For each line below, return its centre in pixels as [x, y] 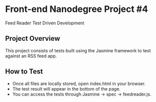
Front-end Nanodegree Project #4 [77, 9]
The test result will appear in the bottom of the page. [66, 89]
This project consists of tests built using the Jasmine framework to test [78, 50]
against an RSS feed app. [31, 56]
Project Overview [33, 39]
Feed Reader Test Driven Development [45, 23]
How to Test [24, 71]
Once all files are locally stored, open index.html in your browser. [79, 84]
